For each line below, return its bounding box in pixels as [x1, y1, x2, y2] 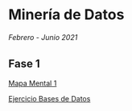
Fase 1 [8, 57, 40, 71]
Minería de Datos [8, 6, 125, 24]
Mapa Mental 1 [8, 78, 57, 88]
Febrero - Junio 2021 [8, 32, 78, 42]
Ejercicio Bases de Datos [8, 93, 91, 103]
